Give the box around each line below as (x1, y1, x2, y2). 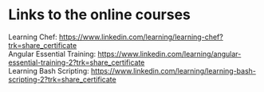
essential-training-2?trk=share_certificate (8, 58, 145, 67)
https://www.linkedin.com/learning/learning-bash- (90, 66, 257, 75)
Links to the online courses (8, 6, 191, 24)
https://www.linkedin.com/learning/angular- (97, 49, 242, 58)
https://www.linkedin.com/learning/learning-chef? (58, 32, 223, 42)
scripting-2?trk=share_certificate (8, 74, 117, 84)
